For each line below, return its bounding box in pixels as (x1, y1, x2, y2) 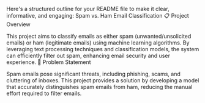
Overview (6, 21, 31, 28)
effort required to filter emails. (6, 90, 82, 97)
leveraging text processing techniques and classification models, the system (6, 46, 199, 52)
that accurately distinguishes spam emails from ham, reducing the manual (6, 83, 193, 90)
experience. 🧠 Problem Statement (6, 59, 91, 66)
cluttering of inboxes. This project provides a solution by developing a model (6, 77, 199, 84)
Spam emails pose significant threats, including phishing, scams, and (6, 70, 181, 77)
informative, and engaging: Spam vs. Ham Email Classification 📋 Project (6, 12, 190, 19)
